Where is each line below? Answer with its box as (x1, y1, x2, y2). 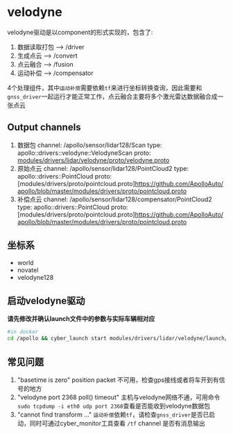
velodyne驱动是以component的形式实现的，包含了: (7, 28, 153, 36)
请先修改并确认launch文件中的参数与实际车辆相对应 (7, 315, 155, 323)
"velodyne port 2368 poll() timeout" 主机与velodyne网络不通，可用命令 (17, 393, 221, 401)
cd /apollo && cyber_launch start (7, 335, 107, 342)
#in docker (7, 328, 39, 335)
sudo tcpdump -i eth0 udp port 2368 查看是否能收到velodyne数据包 (17, 401, 210, 410)
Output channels (7, 122, 81, 133)
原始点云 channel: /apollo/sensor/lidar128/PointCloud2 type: (17, 164, 189, 172)
